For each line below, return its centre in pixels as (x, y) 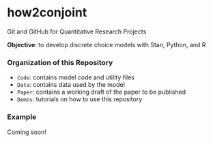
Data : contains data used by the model (71, 85)
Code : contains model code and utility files (76, 77)
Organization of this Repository (60, 62)
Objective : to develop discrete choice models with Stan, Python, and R (106, 44)
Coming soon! (27, 132)
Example (22, 117)
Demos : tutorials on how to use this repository (80, 99)
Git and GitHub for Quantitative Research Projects (77, 31)
